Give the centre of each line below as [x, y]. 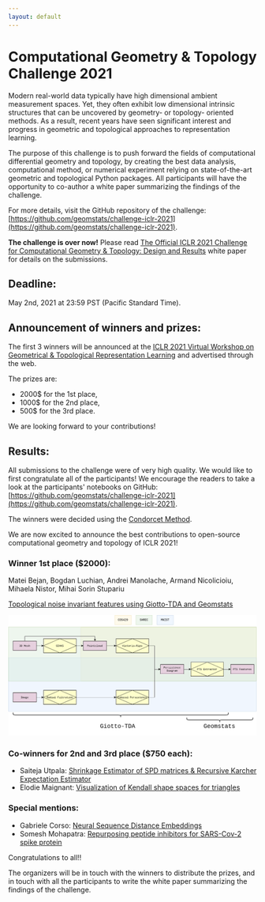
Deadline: [32, 283]
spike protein [41, 842]
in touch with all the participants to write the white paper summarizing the [128, 881]
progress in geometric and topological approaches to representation [119, 129]
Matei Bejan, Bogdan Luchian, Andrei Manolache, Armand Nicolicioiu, [121, 580]
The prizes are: [33, 379]
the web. [22, 364]
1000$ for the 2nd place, [60, 402]
